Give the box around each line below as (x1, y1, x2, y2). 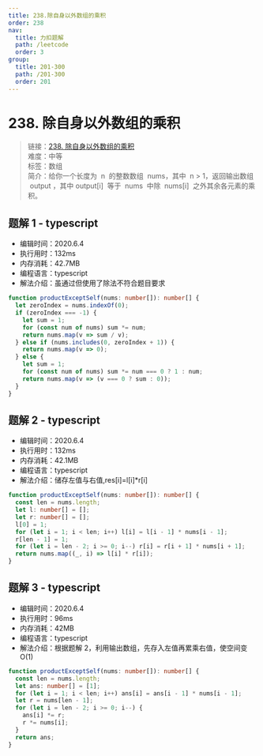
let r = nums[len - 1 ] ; (15, 697, 93, 705)
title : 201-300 (15, 63, 66, 71)
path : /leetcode (15, 41, 69, 49)
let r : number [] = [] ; (15, 513, 90, 521)
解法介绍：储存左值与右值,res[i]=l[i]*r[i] (19, 476, 148, 485)
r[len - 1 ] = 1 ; (15, 535, 69, 543)
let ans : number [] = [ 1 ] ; (15, 682, 101, 690)
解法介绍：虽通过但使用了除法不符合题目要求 (19, 278, 166, 288)
